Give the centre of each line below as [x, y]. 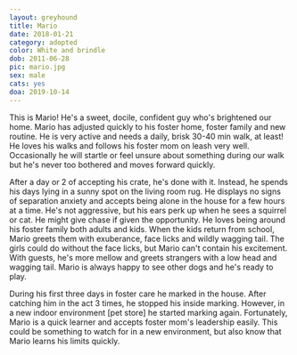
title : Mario [33, 26]
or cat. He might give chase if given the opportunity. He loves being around [147, 220]
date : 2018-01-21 [41, 34]
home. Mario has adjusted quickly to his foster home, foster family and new [148, 126]
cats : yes [28, 84]
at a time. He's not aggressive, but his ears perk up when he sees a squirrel [148, 210]
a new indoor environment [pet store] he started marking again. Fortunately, [148, 312]
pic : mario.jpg [37, 68]
